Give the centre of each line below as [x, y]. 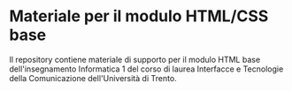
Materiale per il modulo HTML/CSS [139, 16]
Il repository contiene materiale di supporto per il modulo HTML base [135, 59]
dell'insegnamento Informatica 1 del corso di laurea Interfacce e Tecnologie [146, 69]
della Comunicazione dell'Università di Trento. [93, 78]
